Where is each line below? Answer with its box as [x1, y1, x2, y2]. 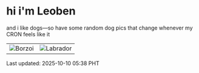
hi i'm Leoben [6, 4, 76, 18]
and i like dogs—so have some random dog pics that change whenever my [6, 24, 193, 31]
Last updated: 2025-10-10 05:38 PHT [6, 59, 99, 67]
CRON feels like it [6, 30, 50, 37]
